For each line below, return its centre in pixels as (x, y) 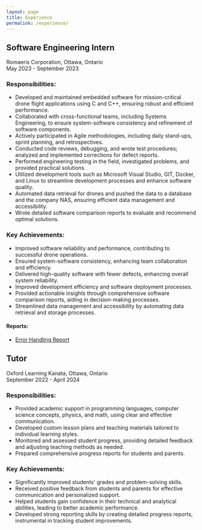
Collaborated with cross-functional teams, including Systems (91, 117)
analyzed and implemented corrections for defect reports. (87, 155)
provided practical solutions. (50, 168)
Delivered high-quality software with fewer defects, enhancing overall (102, 274)
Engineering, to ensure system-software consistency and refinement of (104, 123)
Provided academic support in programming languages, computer (97, 409)
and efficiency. (33, 267)
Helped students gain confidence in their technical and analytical (96, 502)
